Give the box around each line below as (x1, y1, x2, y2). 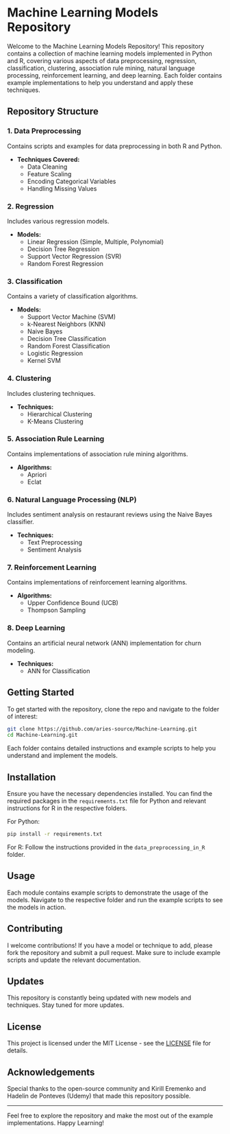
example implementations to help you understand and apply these (7, 78, 194, 86)
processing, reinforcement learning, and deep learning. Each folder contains (7, 71, 222, 80)
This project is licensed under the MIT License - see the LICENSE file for (7, 1039, 211, 1048)
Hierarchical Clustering (27, 410, 92, 418)
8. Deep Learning (7, 623, 66, 633)
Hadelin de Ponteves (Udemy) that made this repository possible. (7, 1092, 191, 1100)
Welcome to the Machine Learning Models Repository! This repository (7, 42, 205, 50)
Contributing (7, 923, 63, 934)
